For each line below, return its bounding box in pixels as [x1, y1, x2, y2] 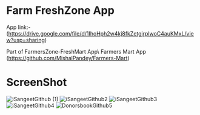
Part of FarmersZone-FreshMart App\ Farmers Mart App [6, 48, 147, 55]
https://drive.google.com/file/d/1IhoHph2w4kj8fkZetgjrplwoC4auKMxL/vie [8, 30, 194, 37]
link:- [18, 23, 31, 31]
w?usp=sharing [6, 36, 45, 43]
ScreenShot [6, 76, 67, 89]
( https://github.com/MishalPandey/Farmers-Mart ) [6, 54, 130, 61]
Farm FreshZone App [6, 4, 115, 17]
